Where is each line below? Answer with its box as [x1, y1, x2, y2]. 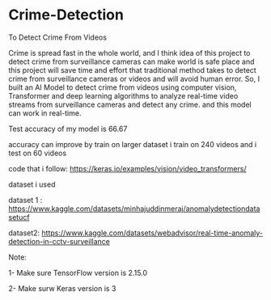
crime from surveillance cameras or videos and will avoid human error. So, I [8, 74, 260, 83]
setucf [8, 212, 30, 222]
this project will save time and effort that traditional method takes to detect [8, 65, 256, 74]
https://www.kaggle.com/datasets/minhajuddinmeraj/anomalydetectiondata [8, 204, 260, 213]
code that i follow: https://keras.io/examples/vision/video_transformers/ [8, 163, 247, 173]
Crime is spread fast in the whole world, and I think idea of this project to [8, 48, 251, 57]
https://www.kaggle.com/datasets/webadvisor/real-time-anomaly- [41, 228, 264, 238]
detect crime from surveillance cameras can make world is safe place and [8, 57, 255, 66]
